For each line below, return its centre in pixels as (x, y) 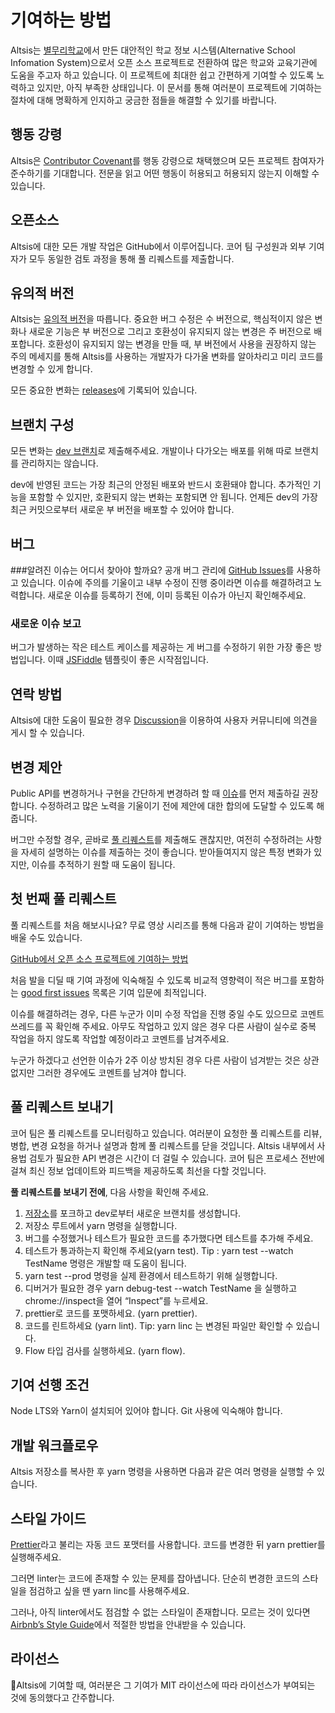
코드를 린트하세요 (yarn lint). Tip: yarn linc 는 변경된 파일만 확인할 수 (159, 1325)
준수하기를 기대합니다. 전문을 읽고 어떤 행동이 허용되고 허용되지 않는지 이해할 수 (165, 173)
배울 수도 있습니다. (46, 937)
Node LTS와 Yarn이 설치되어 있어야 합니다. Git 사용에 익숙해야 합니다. (146, 1411)
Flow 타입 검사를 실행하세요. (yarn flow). (105, 1350)
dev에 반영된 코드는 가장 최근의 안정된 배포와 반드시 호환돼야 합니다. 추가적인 (160, 485)
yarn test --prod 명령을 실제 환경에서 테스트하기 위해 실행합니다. (151, 1275)
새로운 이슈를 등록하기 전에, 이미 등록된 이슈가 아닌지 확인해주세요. (177, 595)
